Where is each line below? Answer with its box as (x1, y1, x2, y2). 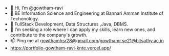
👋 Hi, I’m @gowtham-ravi (10, 5, 63, 11)
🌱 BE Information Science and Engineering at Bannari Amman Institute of (10, 10, 164, 16)
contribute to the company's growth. (10, 32, 88, 38)
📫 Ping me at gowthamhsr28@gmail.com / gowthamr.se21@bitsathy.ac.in (10, 38, 164, 43)
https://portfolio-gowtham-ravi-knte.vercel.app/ (10, 45, 112, 51)
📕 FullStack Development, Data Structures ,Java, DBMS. (10, 21, 129, 27)
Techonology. (10, 16, 39, 21)
